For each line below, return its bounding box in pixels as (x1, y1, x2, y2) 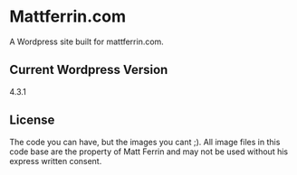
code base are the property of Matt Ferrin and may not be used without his (9, 146, 288, 157)
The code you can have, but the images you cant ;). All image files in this (9, 136, 281, 147)
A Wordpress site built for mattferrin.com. (9, 36, 165, 47)
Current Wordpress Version (9, 62, 168, 78)
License (9, 113, 55, 128)
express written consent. (9, 155, 102, 166)
